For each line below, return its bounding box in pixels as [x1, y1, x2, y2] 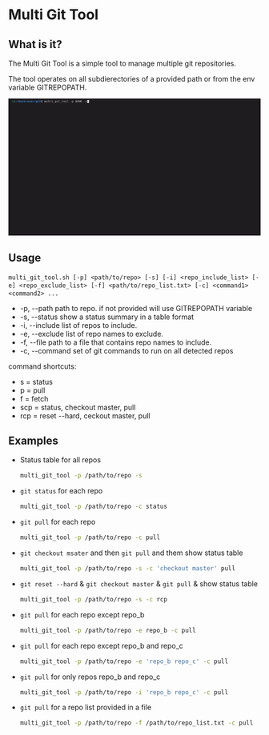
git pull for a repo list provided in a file [19, 702, 152, 713]
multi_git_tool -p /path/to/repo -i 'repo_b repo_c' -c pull [19, 688, 229, 697]
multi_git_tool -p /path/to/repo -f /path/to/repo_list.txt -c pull [19, 719, 254, 727]
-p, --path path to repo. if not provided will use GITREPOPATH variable [19, 303, 253, 313]
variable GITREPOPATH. [8, 82, 87, 92]
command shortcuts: [8, 362, 77, 371]
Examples [8, 433, 58, 447]
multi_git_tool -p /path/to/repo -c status [19, 502, 168, 511]
